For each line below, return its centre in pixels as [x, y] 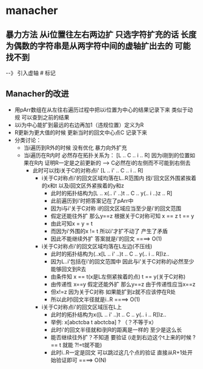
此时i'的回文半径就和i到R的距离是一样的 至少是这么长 [116, 330]
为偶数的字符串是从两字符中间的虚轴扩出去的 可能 [98, 46]
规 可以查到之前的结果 [42, 117]
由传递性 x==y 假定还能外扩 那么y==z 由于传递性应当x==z [123, 284]
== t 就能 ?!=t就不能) [76, 345]
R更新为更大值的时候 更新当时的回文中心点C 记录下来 [81, 132]
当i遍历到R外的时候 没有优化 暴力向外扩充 [75, 147]
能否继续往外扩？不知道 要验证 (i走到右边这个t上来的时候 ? [123, 337]
